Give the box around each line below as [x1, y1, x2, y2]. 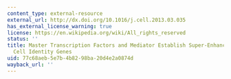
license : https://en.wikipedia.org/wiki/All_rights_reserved [7, 29, 186, 36]
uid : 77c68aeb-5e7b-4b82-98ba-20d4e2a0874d [7, 55, 134, 62]
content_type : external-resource [7, 10, 103, 17]
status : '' [7, 36, 38, 43]
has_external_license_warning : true [7, 23, 112, 30]
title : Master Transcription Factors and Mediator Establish [7, 42, 186, 49]
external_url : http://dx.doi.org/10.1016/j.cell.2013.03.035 [7, 16, 186, 23]
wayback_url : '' [7, 61, 54, 68]
